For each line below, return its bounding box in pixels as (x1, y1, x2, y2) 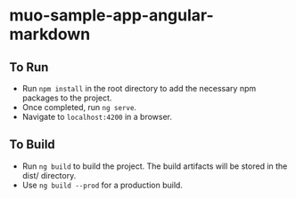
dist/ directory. (21, 170, 77, 180)
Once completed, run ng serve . (21, 102, 136, 112)
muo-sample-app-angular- (9, 5, 214, 26)
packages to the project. (21, 92, 112, 103)
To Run (9, 60, 49, 75)
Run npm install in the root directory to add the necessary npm (21, 84, 257, 93)
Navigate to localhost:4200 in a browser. (21, 112, 172, 122)
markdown (9, 24, 91, 44)
